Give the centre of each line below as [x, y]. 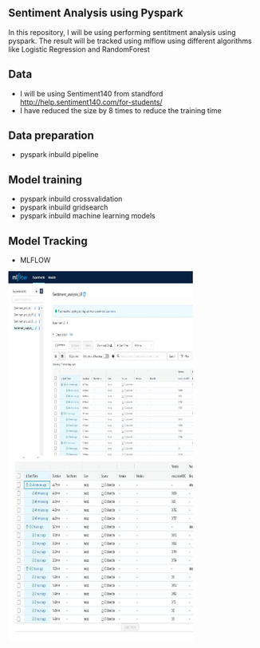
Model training [45, 180]
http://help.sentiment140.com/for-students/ [91, 102]
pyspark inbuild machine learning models [87, 216]
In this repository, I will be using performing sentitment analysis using [122, 32]
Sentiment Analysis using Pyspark [96, 13]
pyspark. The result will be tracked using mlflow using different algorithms [130, 41]
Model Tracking [48, 241]
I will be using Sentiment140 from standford [91, 93]
